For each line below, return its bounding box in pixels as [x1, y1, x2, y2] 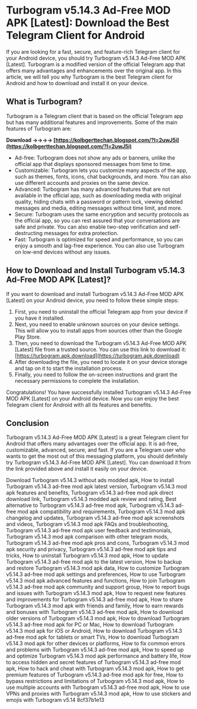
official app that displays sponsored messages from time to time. [14, 160, 172, 167]
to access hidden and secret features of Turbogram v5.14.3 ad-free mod [6, 659, 181, 666]
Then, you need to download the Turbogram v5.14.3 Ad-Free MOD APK [14, 339, 187, 346]
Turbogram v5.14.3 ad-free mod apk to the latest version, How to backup [6, 558, 182, 565]
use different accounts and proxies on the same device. [14, 179, 150, 186]
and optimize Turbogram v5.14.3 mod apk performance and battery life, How [6, 652, 191, 659]
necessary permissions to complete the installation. [14, 377, 140, 384]
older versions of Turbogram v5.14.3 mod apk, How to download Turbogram [6, 615, 190, 622]
